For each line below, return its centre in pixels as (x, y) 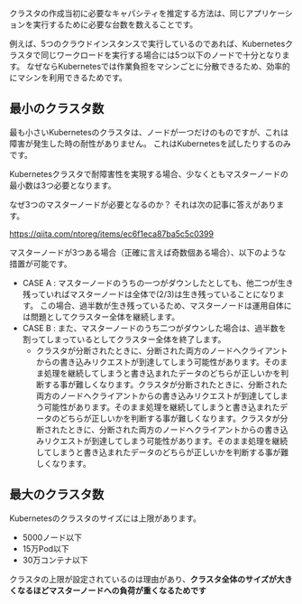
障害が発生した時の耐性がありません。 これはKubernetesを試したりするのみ (150, 144)
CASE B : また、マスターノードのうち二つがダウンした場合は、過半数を (154, 328)
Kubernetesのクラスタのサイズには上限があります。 (105, 518)
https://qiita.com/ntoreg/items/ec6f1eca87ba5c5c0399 (112, 234)
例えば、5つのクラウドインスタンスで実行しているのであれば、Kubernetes (147, 44)
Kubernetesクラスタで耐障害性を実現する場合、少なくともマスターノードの (149, 173)
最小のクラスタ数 (57, 109)
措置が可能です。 (41, 264)
